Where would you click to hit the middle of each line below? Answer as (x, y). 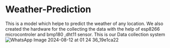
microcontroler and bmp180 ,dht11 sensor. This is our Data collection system (85, 34)
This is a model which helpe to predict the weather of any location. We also (84, 23)
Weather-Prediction (48, 9)
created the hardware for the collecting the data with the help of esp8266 (82, 29)
